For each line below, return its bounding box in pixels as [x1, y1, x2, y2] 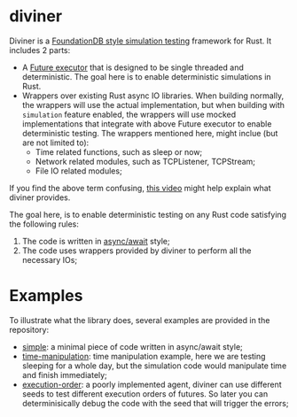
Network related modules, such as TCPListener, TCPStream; [35, 156, 255, 166]
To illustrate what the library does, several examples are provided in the [9, 314, 270, 325]
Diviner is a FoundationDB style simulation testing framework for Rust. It [9, 35, 272, 46]
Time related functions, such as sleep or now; [35, 146, 203, 157]
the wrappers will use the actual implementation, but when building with [21, 99, 285, 110]
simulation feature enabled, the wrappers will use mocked [21, 109, 237, 120]
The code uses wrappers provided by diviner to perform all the [21, 245, 252, 256]
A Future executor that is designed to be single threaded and [21, 62, 244, 73]
